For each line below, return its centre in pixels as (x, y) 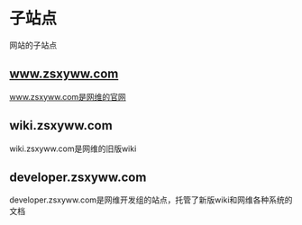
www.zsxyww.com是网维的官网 (68, 96)
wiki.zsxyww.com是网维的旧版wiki (73, 148)
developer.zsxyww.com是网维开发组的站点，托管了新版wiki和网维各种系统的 (151, 200)
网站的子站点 (33, 45)
